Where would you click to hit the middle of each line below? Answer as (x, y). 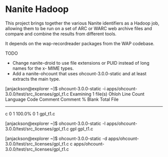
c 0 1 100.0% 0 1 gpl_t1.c (30, 113)
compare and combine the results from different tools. (61, 34)
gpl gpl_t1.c (81, 128)
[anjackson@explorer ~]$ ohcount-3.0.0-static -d (56, 138)
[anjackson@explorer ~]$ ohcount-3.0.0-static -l (55, 123)
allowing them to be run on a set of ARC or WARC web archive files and (79, 28)
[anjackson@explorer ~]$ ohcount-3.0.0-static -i (55, 88)
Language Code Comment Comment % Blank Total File (62, 99)
